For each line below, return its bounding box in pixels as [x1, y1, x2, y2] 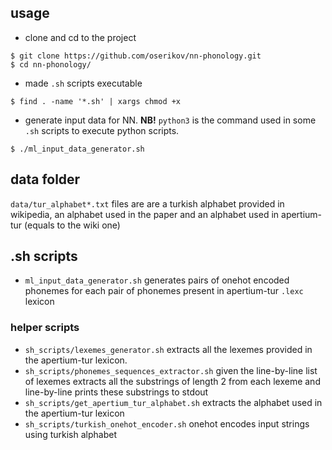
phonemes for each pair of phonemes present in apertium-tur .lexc [24, 285, 304, 297]
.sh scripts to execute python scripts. [24, 124, 180, 136]
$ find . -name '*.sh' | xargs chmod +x [10, 96, 182, 106]
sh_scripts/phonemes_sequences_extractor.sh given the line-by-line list [24, 364, 318, 376]
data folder [10, 171, 81, 188]
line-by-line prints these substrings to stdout [24, 386, 209, 398]
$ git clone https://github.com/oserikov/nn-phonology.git [10, 51, 262, 61]
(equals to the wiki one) [24, 219, 121, 231]
